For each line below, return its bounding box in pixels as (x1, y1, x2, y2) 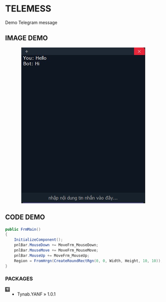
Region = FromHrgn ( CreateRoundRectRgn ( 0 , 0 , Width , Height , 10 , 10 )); (14, 258, 163, 263)
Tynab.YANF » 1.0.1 (17, 291, 56, 297)
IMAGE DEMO (5, 34, 48, 42)
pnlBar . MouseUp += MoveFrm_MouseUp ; (14, 253, 90, 258)
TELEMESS (5, 3, 52, 14)
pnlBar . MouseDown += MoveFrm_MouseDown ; (14, 243, 99, 248)
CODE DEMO (5, 213, 46, 222)
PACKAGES (5, 275, 33, 282)
